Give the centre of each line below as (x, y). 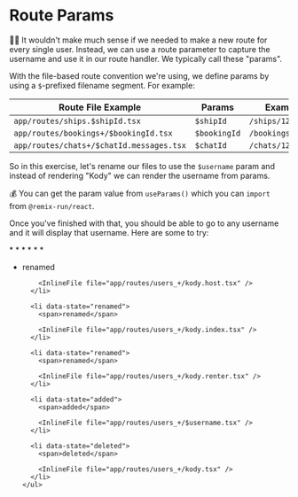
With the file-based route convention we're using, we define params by (139, 75)
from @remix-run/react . (52, 206)
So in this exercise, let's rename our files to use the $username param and (142, 166)
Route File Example (100, 107)
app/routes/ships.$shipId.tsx (78, 121)
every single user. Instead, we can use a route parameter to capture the (140, 49)
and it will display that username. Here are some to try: (109, 232)
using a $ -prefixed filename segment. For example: (102, 85)
